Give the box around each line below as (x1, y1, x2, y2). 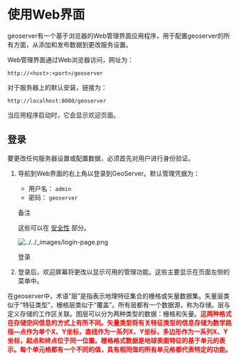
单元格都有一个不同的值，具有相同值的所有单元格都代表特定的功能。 (31, 345, 232, 354)
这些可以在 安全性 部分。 (17, 223, 90, 232)
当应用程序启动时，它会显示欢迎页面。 (7, 110, 119, 119)
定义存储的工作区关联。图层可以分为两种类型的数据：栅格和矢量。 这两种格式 (7, 309, 232, 318)
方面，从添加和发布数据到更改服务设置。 (13, 40, 132, 48)
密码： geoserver (28, 193, 78, 202)
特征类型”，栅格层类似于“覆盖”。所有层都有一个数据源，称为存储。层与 (22, 300, 230, 309)
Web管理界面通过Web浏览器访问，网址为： (7, 55, 134, 64)
